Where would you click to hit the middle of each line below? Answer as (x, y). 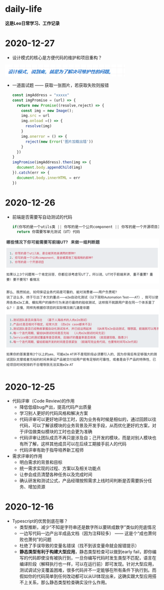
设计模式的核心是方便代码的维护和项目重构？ (57, 57)
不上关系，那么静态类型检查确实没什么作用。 (64, 583)
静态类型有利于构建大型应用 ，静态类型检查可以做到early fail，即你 (86, 552)
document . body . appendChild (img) (50, 168)
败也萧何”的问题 (35, 539)
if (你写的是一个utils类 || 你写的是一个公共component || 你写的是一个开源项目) (86, 227)
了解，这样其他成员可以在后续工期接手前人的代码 (77, 444)
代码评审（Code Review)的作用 (43, 401)
